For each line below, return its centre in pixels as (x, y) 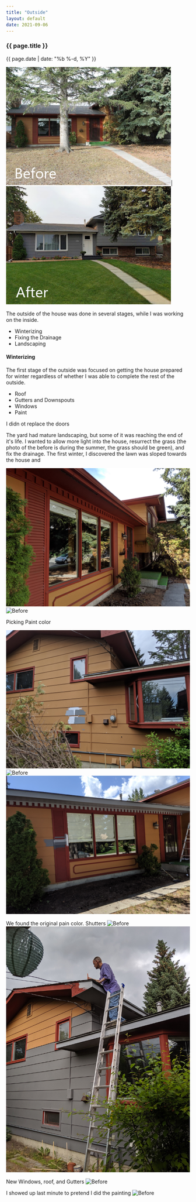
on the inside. (22, 320)
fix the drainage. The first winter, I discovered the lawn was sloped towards (96, 454)
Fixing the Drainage (38, 337)
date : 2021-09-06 (27, 25)
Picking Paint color (29, 622)
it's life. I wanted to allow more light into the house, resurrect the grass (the (96, 441)
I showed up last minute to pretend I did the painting (69, 1193)
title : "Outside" (27, 12)
